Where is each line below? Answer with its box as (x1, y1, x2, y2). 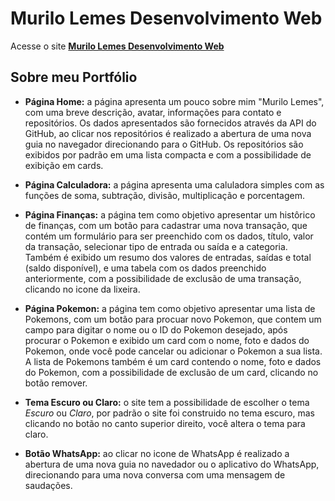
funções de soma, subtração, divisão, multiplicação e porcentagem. (24, 189, 305, 201)
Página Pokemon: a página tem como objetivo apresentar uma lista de (24, 302, 316, 314)
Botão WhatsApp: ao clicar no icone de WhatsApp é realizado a (24, 447, 290, 459)
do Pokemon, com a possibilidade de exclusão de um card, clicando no (24, 366, 319, 378)
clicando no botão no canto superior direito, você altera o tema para (24, 417, 306, 429)
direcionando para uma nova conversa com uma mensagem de (24, 468, 286, 481)
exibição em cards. (24, 159, 104, 171)
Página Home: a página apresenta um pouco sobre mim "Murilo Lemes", (24, 95, 325, 107)
